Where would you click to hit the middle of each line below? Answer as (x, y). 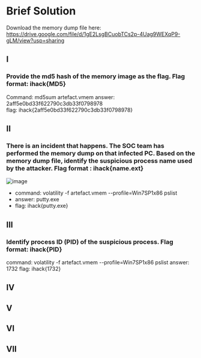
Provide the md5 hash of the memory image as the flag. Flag (96, 76)
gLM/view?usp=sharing (35, 40)
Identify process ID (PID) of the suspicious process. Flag (90, 241)
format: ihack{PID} (34, 249)
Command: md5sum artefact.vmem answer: (61, 97)
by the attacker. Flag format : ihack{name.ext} (75, 168)
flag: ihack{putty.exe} (41, 206)
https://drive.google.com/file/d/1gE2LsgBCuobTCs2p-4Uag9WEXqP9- (93, 34)
